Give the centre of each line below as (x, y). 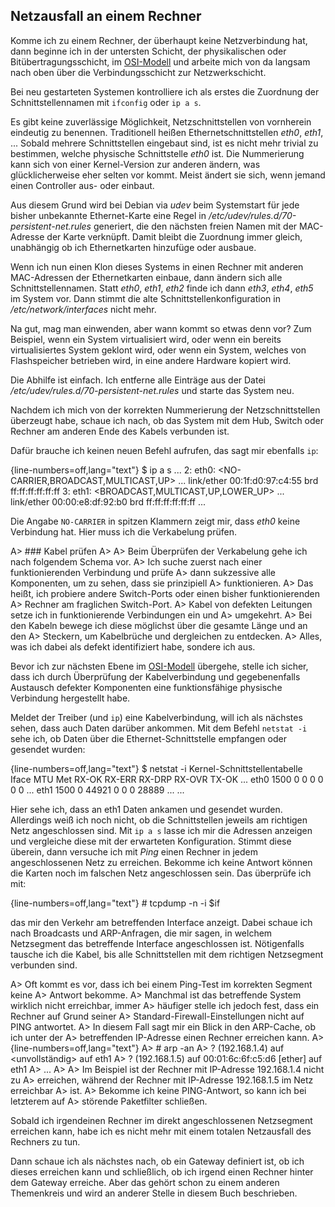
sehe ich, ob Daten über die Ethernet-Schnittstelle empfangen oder (148, 738)
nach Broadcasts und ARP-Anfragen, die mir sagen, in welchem (141, 933)
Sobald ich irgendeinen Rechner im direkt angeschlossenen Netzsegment (161, 1120)
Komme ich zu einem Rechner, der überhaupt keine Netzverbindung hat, (159, 40)
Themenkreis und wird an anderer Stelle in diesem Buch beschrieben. (154, 1193)
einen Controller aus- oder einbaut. (82, 185)
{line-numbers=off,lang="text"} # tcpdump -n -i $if (115, 903)
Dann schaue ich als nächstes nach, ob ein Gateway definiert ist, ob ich (157, 1161)
